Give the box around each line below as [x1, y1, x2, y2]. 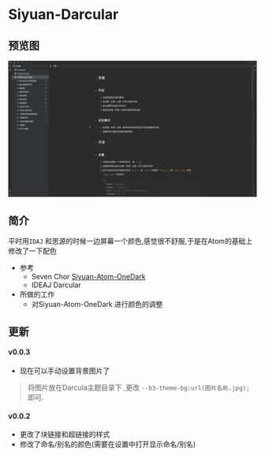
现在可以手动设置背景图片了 [19, 366, 110, 376]
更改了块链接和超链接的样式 [19, 430, 110, 439]
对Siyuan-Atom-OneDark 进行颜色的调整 [31, 300, 163, 309]
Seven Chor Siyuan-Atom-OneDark [31, 272, 146, 282]
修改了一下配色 [8, 246, 57, 256]
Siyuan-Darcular [8, 6, 119, 24]
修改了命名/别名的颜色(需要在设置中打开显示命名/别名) [19, 439, 196, 449]
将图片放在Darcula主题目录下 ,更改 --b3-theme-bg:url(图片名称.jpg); [27, 383, 250, 392]
